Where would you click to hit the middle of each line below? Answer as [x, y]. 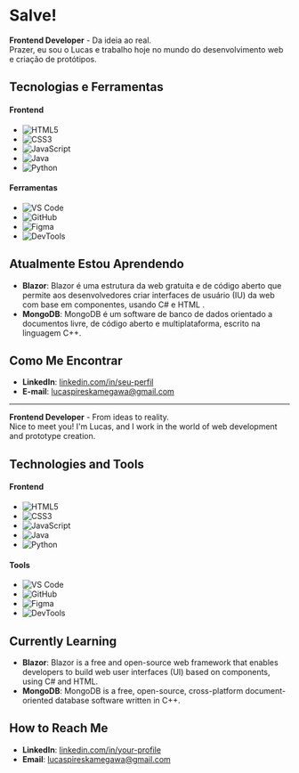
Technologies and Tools [77, 464]
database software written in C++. [117, 700]
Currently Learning [63, 641]
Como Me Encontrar [66, 360]
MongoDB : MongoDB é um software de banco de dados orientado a [147, 313]
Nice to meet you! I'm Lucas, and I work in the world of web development [143, 427]
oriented [37, 700]
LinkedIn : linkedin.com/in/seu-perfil [88, 382]
